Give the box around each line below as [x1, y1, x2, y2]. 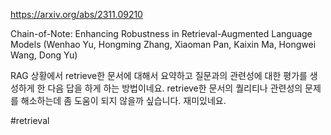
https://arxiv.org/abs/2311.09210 [10, 9, 143, 20]
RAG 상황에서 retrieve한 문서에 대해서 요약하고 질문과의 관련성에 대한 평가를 [10, 70, 308, 81]
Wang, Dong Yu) [10, 49, 78, 61]
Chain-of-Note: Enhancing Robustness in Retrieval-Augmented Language [10, 28, 313, 39]
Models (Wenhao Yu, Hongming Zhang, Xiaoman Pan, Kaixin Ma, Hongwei [10, 39, 317, 50]
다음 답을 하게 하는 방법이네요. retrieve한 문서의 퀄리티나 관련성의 [47, 82, 303, 94]
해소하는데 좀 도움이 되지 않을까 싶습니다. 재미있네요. [20, 95, 227, 106]
